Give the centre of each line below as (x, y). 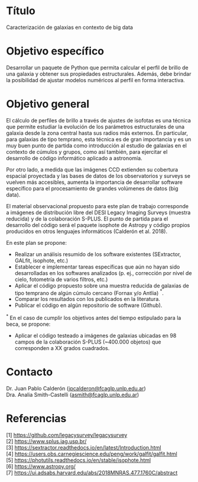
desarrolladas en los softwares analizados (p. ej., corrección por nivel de (103, 273)
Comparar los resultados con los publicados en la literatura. (87, 299)
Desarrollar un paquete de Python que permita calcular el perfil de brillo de (97, 67)
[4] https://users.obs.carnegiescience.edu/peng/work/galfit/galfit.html (92, 454)
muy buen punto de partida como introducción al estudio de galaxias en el (97, 145)
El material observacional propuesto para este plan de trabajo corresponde (98, 206)
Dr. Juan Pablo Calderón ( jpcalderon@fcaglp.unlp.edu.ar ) (76, 389)
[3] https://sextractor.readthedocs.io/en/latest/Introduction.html (84, 447)
